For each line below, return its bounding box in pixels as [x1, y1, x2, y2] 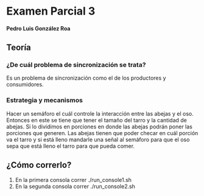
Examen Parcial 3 [6, 4, 96, 18]
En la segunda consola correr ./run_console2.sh [15, 183, 136, 190]
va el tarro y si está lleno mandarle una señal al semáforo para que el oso [6, 136, 190, 143]
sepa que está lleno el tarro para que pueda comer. [6, 142, 135, 150]
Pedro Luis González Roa [6, 24, 71, 32]
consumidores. [6, 81, 44, 88]
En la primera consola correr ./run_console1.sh [15, 176, 132, 183]
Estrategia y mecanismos [6, 96, 83, 105]
